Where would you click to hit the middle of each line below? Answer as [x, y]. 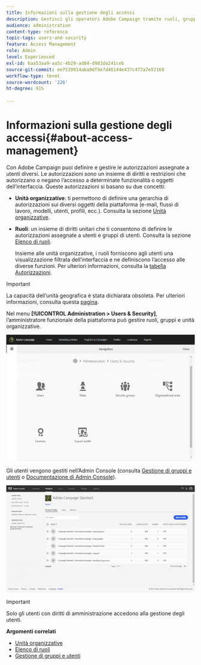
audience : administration [38, 25]
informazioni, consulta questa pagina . [53, 302]
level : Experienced [31, 57]
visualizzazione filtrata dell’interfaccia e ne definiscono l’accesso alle [100, 259]
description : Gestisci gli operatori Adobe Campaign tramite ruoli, [93, 19]
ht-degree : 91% [25, 89]
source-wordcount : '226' [37, 82]
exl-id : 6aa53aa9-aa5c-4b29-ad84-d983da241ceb [65, 63]
